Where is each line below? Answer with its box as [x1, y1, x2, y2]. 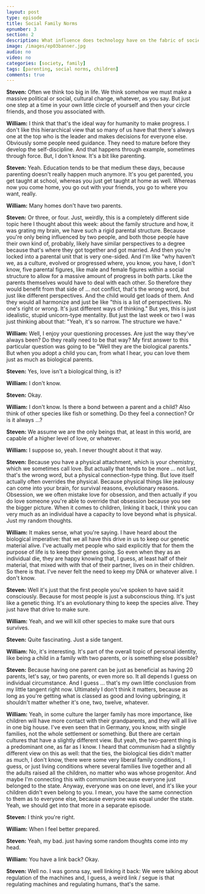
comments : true [6, 72, 45, 78]
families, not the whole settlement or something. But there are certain [6, 730, 181, 738]
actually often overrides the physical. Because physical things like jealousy [6, 478, 195, 486]
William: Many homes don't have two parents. [6, 202, 123, 209]
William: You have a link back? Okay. [6, 855, 99, 863]
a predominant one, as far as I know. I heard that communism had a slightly [6, 743, 195, 751]
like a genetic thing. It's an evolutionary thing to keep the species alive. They [6, 599, 199, 607]
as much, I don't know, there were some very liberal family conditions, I [6, 756, 185, 764]
